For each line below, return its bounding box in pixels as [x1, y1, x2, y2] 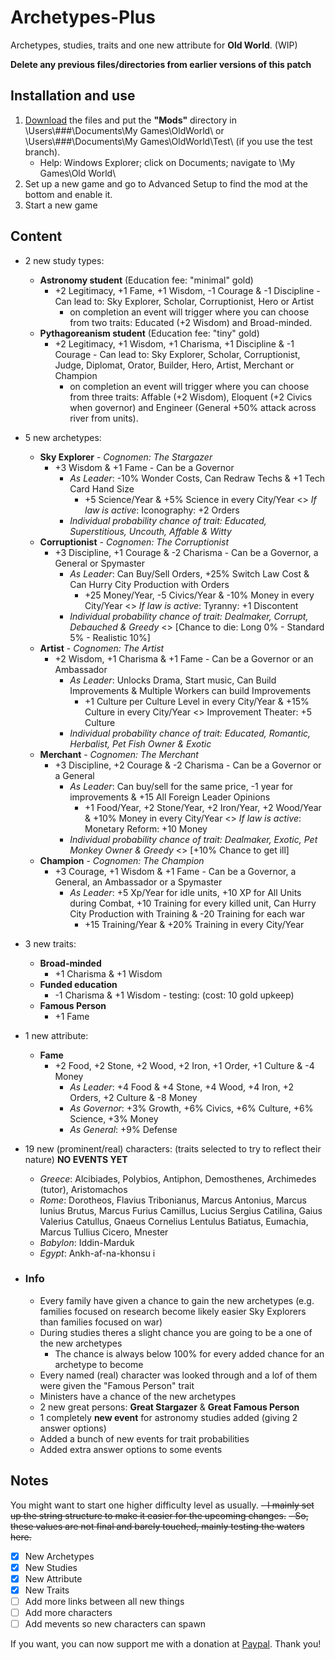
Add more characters [24, 1606, 113, 1618]
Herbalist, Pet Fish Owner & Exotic [69, 737, 212, 750]
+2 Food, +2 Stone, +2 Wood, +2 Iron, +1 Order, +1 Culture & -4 [54, 1059, 315, 1071]
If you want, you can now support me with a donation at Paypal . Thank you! [10, 1638, 322, 1650]
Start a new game [24, 199, 98, 211]
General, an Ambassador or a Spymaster [54, 876, 223, 888]
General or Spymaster [54, 557, 146, 569]
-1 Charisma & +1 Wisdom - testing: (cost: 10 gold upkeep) [54, 989, 295, 1001]
